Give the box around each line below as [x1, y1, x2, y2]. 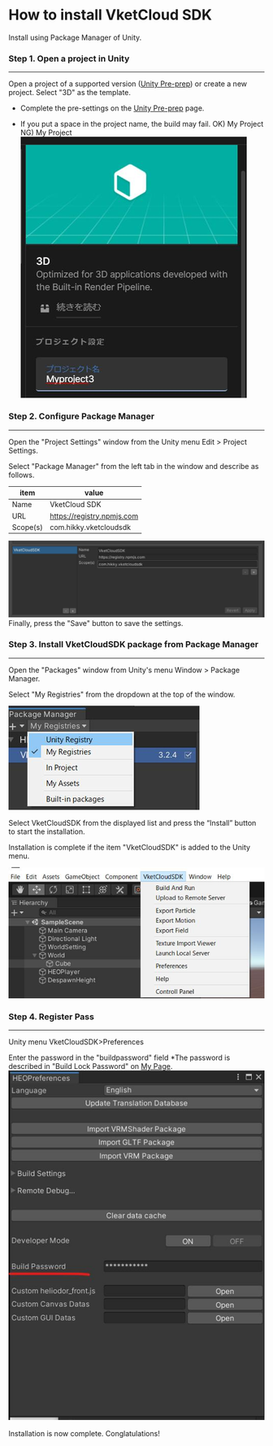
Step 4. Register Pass [8, 1010, 95, 1022]
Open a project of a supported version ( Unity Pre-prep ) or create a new [8, 79, 248, 89]
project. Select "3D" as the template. [8, 88, 132, 98]
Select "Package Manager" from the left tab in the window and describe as [8, 461, 259, 471]
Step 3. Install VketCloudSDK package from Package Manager [8, 639, 258, 650]
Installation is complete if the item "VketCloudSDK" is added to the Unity [8, 842, 250, 852]
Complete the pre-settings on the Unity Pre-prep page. [19, 103, 205, 113]
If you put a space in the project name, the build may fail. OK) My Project [19, 119, 264, 129]
